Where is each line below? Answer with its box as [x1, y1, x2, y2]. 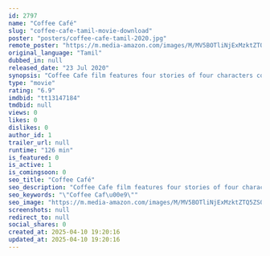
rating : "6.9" [8, 86, 56, 95]
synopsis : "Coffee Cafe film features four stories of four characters [8, 71, 253, 79]
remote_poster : [8, 42, 59, 50]
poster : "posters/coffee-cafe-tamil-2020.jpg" [8, 34, 167, 43]
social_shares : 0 [8, 221, 67, 229]
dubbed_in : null [8, 57, 63, 65]
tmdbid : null [8, 101, 52, 109]
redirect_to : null [8, 213, 70, 221]
